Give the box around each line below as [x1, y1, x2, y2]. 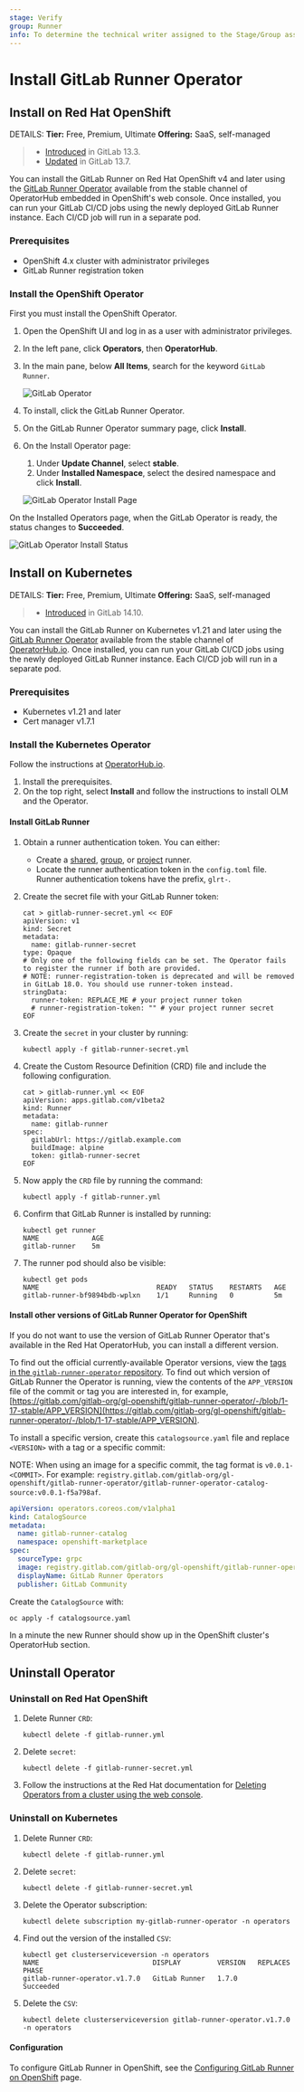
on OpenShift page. [9, 2071, 82, 2082]
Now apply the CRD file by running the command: [22, 1174, 204, 1185]
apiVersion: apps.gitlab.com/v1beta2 [22, 1096, 166, 1105]
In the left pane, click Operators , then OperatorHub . [22, 343, 218, 354]
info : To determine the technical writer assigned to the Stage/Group [9, 30, 281, 39]
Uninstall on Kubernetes [9, 1811, 119, 1824]
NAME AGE [22, 1233, 104, 1242]
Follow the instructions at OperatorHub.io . [9, 759, 166, 770]
